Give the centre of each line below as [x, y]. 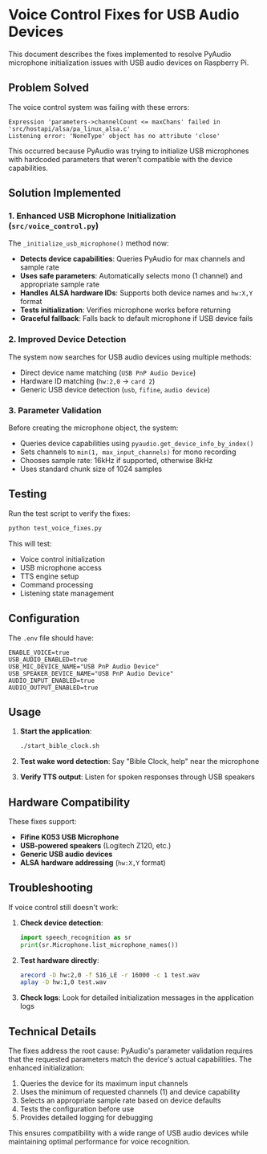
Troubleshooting [51, 888]
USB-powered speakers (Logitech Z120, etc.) [95, 846]
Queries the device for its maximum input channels [104, 1083]
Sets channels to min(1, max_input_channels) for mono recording [128, 452]
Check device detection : [61, 922]
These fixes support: [42, 822]
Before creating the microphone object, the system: [93, 428]
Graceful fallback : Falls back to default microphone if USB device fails [136, 319]
